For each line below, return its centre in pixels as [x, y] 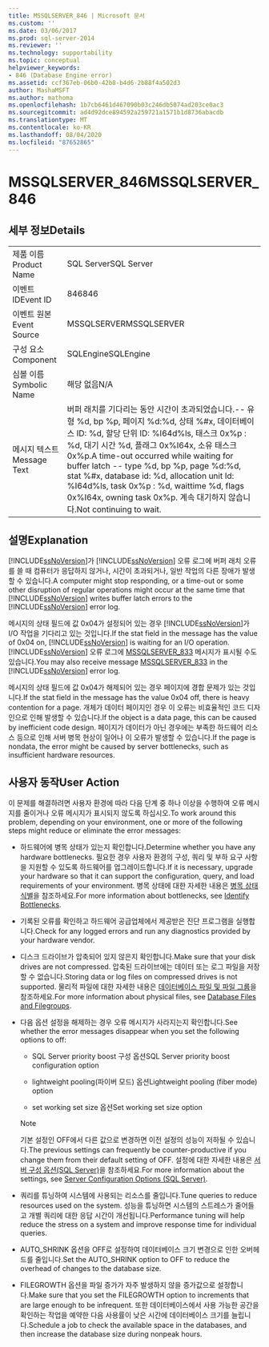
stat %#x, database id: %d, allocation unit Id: [151, 476]
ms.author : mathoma [41, 98]
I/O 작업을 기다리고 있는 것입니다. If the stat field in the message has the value [133, 633]
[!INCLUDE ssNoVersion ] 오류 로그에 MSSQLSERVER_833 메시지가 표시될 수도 [133, 652]
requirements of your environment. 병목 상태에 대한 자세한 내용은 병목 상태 [139, 886]
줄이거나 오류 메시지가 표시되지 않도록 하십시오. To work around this [129, 813]
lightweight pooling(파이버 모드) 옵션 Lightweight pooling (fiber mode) [145, 1082]
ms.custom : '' [32, 23]
